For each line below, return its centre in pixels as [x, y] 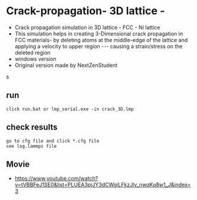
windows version [35, 59]
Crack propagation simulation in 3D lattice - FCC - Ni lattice [87, 27]
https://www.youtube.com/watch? [56, 179]
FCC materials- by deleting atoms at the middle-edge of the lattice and [101, 40]
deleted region [33, 52]
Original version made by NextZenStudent [66, 65]
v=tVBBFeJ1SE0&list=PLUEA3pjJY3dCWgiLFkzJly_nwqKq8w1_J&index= [103, 185]
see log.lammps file [32, 146]
